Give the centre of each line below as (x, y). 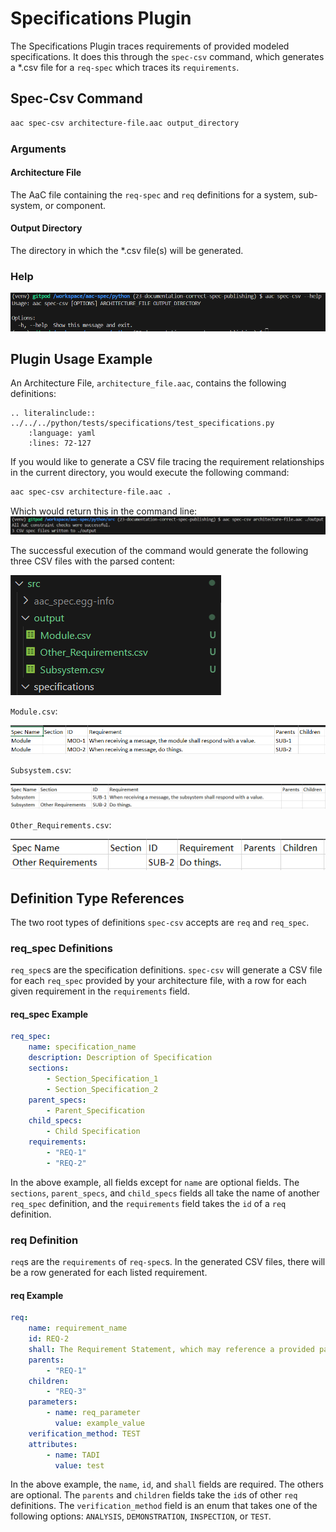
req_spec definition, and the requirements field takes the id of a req (148, 1203)
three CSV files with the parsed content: (93, 561)
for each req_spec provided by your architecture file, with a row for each (158, 981)
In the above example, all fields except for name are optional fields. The (155, 1182)
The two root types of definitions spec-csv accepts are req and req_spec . (160, 922)
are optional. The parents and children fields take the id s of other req (154, 1495)
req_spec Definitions (61, 948)
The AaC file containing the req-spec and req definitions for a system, (153, 194)
